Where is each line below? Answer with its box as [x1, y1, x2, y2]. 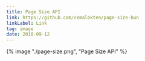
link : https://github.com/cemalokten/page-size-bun [6, 14, 139, 21]
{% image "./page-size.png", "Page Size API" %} [6, 48, 127, 55]
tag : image [6, 25, 34, 32]
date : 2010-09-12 [6, 31, 50, 37]
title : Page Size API [6, 8, 61, 15]
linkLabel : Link [6, 20, 47, 26]
